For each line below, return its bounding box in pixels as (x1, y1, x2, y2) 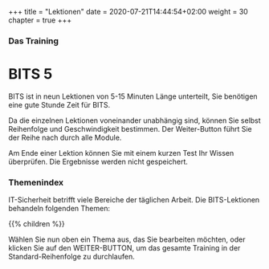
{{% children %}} (8, 219, 66, 229)
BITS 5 (8, 65, 53, 84)
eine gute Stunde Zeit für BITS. (8, 100, 111, 109)
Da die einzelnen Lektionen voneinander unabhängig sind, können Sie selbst (8, 116, 261, 125)
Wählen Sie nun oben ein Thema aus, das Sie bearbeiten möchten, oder (8, 234, 246, 244)
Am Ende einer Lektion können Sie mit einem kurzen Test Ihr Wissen (8, 148, 234, 157)
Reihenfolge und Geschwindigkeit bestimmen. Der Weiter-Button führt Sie (8, 124, 252, 133)
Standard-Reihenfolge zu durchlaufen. (8, 252, 135, 262)
